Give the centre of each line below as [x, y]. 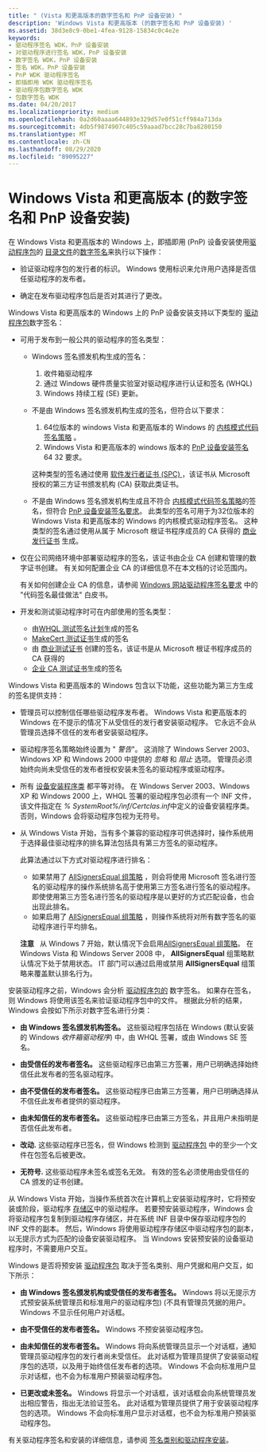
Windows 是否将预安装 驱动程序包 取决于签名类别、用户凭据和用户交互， [127, 1265]
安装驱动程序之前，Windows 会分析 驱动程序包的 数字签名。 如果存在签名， [132, 990]
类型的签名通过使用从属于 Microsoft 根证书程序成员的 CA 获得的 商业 [144, 531]
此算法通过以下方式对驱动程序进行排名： [86, 860]
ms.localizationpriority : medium [64, 112]
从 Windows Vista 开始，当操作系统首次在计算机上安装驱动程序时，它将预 [128, 1199]
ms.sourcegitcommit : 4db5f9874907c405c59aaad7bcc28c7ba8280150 [115, 127]
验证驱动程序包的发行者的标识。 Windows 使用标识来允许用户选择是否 [134, 269]
